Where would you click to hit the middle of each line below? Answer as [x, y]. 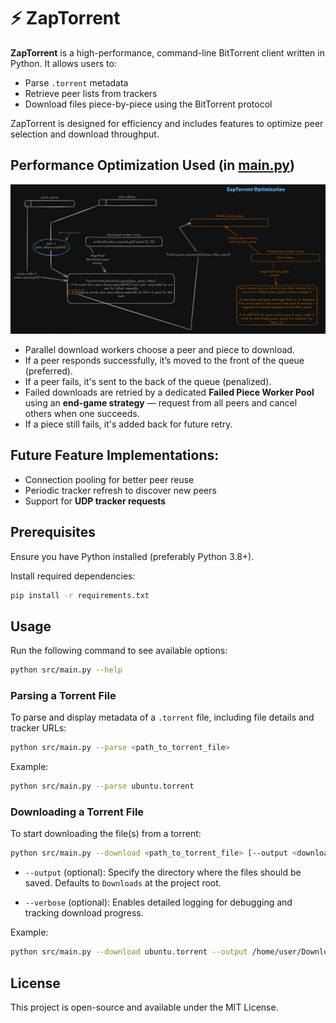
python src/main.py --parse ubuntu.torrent [102, 786]
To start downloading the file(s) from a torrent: [106, 834]
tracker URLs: [38, 728]
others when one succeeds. [82, 413]
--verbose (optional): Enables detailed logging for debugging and [158, 902]
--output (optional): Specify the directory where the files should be [163, 872]
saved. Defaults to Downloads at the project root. [123, 883]
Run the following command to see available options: [119, 651]
